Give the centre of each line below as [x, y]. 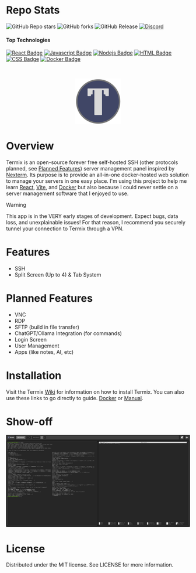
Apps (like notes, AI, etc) [44, 352]
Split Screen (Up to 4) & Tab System [58, 275]
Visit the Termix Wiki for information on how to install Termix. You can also [95, 392]
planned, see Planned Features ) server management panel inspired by [90, 169]
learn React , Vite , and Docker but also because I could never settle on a [92, 187]
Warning [16, 205]
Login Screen [30, 339]
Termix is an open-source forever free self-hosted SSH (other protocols [92, 162]
